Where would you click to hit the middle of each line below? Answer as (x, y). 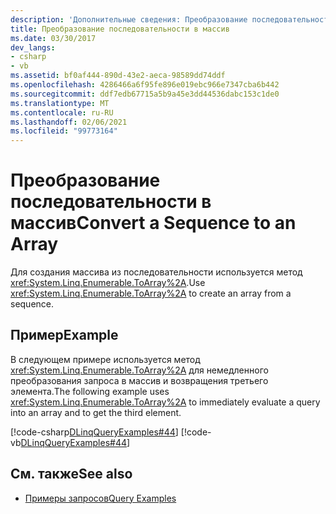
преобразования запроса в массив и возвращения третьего (139, 380)
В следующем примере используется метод (105, 359)
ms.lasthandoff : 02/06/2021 (69, 122)
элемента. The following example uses (90, 391)
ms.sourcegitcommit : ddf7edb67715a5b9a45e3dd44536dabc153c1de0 (145, 94)
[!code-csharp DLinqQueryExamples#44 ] (94, 432)
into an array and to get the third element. (96, 412)
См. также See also (71, 474)
